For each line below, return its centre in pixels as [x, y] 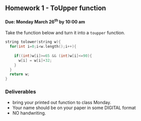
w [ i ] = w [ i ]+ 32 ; [35, 60]
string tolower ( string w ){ [33, 42]
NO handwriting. [29, 113]
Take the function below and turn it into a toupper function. [65, 33]
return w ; [20, 74]
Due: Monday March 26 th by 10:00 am [45, 21]
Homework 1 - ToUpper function [56, 8]
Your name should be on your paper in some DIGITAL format [74, 108]
